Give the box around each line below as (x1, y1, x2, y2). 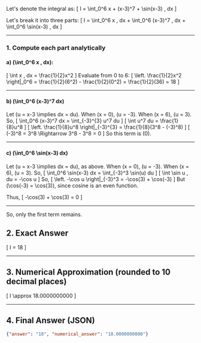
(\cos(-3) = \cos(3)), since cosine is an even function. (6, 182, 139, 189)
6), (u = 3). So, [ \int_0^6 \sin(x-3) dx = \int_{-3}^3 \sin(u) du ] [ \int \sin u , (6, 169, 188, 176)
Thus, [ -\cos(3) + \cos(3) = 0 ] (6, 193, 83, 200)
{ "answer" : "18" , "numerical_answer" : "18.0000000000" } (6, 331, 148, 337)
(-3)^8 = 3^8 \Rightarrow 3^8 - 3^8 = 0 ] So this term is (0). (6, 130, 151, 137)
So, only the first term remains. (6, 210, 83, 218)
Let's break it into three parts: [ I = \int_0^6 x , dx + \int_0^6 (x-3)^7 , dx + (6, 17, 186, 23)
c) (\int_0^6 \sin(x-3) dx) (6, 149, 68, 157)
